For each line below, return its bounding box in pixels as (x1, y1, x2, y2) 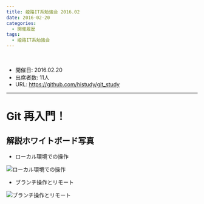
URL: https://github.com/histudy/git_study (15, 81, 120, 88)
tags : (6, 32, 20, 38)
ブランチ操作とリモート (15, 178, 74, 186)
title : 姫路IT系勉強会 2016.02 (6, 8, 80, 15)
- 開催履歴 (12, 25, 36, 32)
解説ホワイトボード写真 (6, 135, 94, 146)
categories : (6, 20, 36, 26)
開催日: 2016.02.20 (15, 66, 63, 73)
